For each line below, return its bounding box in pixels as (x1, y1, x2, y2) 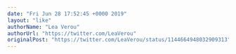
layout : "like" (7, 17, 52, 24)
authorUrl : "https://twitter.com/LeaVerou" (7, 29, 137, 37)
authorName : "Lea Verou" (7, 23, 80, 30)
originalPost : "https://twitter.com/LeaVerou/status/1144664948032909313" (7, 36, 231, 43)
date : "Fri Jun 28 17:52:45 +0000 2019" (7, 10, 128, 18)
